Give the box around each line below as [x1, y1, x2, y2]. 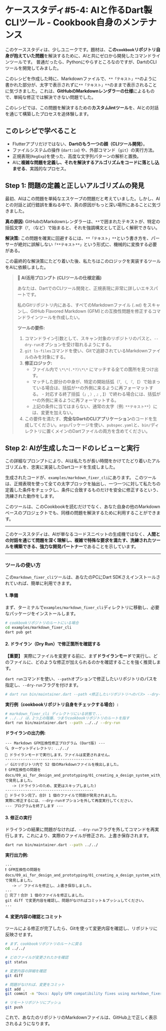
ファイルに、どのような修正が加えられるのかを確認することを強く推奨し [9, 659, 157, 665]
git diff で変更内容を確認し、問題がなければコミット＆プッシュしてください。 [5, 898, 147, 903]
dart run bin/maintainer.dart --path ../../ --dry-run [5, 720, 121, 725]
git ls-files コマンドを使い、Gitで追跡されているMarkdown [24, 347, 148, 354]
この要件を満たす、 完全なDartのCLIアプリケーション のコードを [24, 416, 153, 422]
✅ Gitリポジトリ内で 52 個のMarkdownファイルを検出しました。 [5, 762, 121, 767]
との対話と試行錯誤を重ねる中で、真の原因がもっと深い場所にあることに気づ [5, 201, 161, 208]
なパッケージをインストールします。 [5, 610, 79, 616]
